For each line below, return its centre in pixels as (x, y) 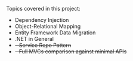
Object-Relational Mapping (48, 26)
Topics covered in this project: (43, 9)
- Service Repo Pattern (43, 45)
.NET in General (34, 39)
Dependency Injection (42, 20)
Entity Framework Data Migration (55, 33)
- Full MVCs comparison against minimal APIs (71, 52)
